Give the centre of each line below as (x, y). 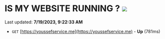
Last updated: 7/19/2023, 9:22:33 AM (44, 22)
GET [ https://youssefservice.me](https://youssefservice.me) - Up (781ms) (86, 31)
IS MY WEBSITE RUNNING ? (62, 9)
